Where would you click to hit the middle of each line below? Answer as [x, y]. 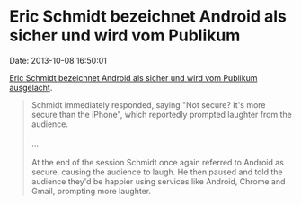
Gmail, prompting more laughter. [91, 191]
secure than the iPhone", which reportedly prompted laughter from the [161, 114]
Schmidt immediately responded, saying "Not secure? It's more [149, 104]
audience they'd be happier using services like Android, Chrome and [158, 181]
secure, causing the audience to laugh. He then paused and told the [157, 172]
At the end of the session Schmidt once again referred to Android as [158, 162]
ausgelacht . [31, 87]
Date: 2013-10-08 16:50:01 [58, 60]
